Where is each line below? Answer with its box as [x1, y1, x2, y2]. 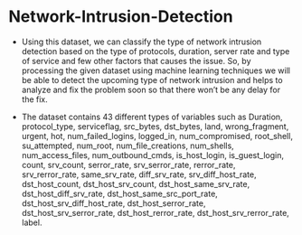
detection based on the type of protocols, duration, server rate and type [21, 45, 290, 56]
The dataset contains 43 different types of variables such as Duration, [21, 111, 283, 122]
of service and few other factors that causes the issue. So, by [21, 55, 251, 66]
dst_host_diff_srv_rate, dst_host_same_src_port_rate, [21, 188, 218, 199]
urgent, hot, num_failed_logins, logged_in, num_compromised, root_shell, [21, 130, 293, 141]
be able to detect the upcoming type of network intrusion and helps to [21, 74, 283, 85]
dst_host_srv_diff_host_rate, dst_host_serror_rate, [21, 197, 206, 209]
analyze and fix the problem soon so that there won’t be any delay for [21, 84, 281, 95]
